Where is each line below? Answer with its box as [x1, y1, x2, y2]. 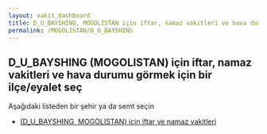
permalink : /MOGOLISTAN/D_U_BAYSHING [8, 26, 133, 34]
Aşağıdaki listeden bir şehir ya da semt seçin [8, 101, 155, 111]
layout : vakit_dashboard [8, 11, 91, 20]
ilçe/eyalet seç [8, 80, 83, 94]
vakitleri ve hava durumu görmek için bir [8, 68, 212, 82]
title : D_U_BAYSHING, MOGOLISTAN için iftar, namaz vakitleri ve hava [8, 19, 247, 27]
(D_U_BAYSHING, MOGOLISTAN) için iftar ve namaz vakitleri [19, 117, 217, 127]
